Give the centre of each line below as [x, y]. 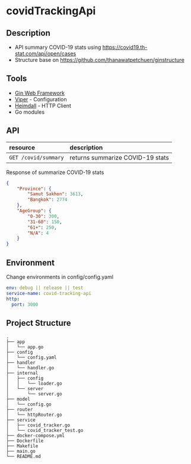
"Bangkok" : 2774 [47, 200]
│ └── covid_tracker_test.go [45, 431]
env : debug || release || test [45, 288]
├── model [18, 399]
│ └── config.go [29, 404]
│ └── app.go [25, 347]
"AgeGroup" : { [34, 211]
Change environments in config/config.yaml [60, 277]
